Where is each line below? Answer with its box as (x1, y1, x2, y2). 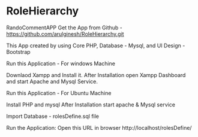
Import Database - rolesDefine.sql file (6, 112, 100, 120)
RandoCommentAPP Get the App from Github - (6, 24, 123, 31)
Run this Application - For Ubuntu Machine (6, 89, 112, 96)
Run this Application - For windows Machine (6, 60, 116, 67)
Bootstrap (6, 48, 31, 55)
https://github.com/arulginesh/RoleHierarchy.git (6, 30, 124, 37)
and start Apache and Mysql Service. (6, 78, 98, 85)
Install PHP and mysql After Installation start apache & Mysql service (6, 101, 176, 108)
